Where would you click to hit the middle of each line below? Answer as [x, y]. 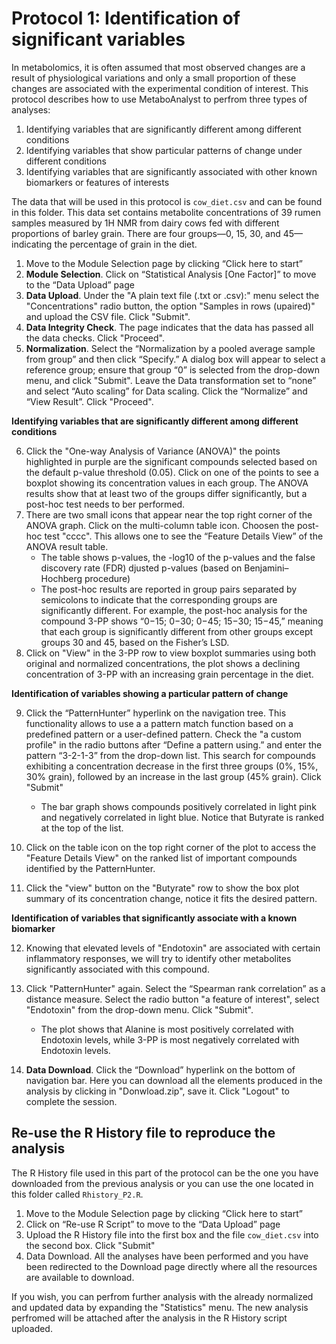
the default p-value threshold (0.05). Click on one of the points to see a [172, 472]
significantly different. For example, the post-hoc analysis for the [174, 610]
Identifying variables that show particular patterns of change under [164, 150]
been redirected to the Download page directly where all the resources [171, 1266]
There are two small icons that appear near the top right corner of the [169, 514]
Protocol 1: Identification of [126, 18]
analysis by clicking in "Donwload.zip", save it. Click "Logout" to [157, 1091]
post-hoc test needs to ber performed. [105, 504]
